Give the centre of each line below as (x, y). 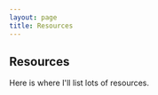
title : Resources (41, 26)
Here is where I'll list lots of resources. (79, 83)
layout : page (33, 17)
